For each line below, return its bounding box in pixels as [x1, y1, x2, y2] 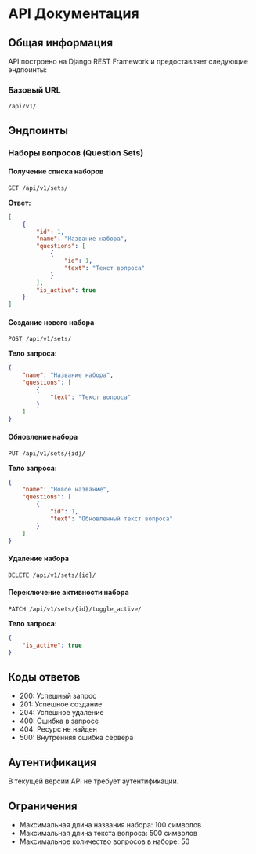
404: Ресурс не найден [19, 724, 98, 734]
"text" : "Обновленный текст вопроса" [49, 515, 174, 523]
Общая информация [8, 36, 114, 49]
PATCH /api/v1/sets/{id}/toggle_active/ [8, 605, 142, 613]
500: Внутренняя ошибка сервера [19, 733, 134, 743]
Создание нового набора [8, 317, 95, 327]
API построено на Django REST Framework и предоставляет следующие [8, 57, 249, 66]
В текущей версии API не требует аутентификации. [8, 776, 179, 786]
